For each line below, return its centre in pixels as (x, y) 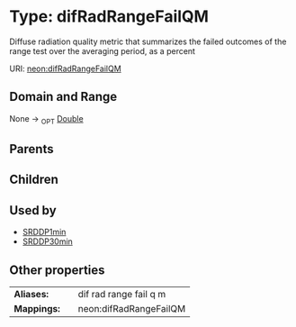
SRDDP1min (44, 232)
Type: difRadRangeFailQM (109, 17)
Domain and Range (63, 97)
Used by (33, 210)
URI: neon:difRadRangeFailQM (65, 68)
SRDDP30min (48, 241)
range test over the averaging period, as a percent (103, 50)
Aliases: (31, 294)
